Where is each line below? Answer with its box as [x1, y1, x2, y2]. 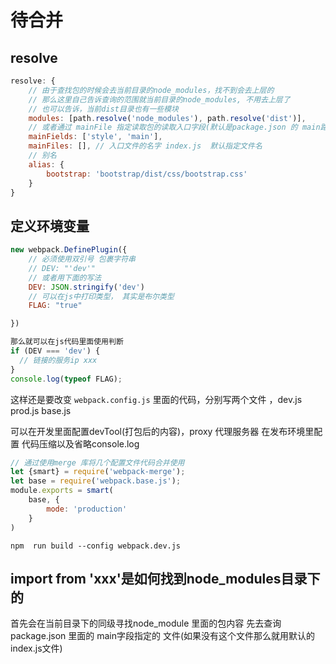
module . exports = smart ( [10, 486, 114, 496]
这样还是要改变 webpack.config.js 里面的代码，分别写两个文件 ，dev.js [10, 393, 303, 405]
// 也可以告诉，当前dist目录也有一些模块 [28, 104, 180, 114]
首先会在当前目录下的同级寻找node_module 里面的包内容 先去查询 [10, 617, 282, 630]
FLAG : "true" [28, 301, 83, 311]
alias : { [28, 159, 65, 170]
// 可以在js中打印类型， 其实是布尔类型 [28, 291, 175, 301]
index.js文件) [10, 642, 63, 655]
